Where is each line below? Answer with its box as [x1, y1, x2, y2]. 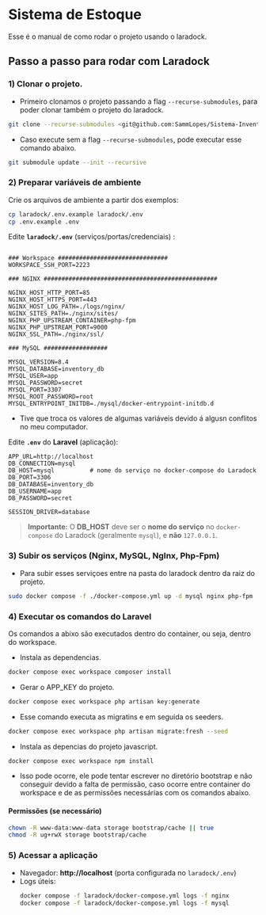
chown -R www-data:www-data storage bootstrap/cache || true [8, 824, 215, 832]
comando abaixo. [19, 143, 77, 152]
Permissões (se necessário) [8, 806, 102, 815]
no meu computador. [19, 422, 89, 432]
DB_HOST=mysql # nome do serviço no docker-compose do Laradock [8, 467, 257, 475]
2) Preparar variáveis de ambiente [8, 177, 142, 188]
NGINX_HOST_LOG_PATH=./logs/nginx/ [8, 303, 126, 311]
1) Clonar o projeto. [8, 78, 83, 90]
